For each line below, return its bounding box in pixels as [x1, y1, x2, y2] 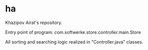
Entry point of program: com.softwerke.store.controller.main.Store [5, 29, 141, 35]
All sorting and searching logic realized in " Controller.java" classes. [5, 38, 143, 45]
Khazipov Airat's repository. [5, 19, 62, 25]
